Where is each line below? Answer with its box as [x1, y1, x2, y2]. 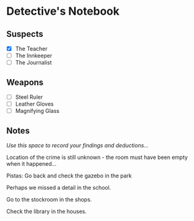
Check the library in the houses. [6, 207, 87, 215]
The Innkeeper [15, 52, 53, 60]
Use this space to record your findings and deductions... [6, 142, 149, 149]
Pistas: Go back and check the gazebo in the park [6, 172, 132, 179]
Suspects [6, 29, 43, 39]
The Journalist [15, 59, 52, 66]
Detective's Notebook [6, 4, 120, 18]
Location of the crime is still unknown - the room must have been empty [6, 153, 188, 161]
